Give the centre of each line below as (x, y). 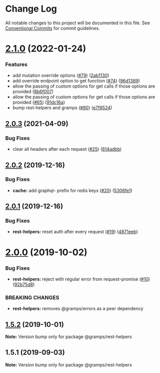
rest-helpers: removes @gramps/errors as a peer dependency (78, 309)
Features (16, 65)
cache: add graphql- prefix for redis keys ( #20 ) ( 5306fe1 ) (72, 190)
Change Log (31, 9)
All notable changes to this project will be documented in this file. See (78, 23)
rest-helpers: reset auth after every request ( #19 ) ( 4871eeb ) (75, 232)
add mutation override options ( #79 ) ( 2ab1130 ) (61, 75)
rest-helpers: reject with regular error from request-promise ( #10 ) (81, 279)
